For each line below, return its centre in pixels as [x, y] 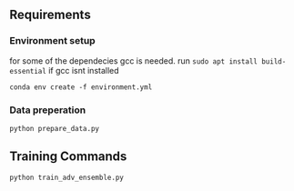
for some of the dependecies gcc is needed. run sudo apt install [133, 60]
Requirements [50, 15]
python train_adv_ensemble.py [67, 177]
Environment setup [52, 41]
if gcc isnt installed [84, 70]
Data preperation [48, 110]
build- [274, 61]
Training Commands [68, 157]
